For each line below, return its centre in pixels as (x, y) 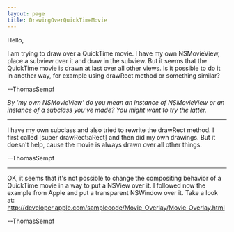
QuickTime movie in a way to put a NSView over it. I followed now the (107, 185)
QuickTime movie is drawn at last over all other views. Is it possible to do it (114, 68)
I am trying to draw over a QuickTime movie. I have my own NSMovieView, (114, 53)
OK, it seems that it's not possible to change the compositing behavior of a (114, 178)
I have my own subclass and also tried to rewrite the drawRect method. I (111, 130)
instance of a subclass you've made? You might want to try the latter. (107, 110)
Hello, (16, 40)
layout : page (26, 14)
